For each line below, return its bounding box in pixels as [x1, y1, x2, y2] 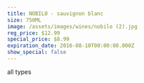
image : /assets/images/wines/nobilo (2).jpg [7, 23, 138, 30]
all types [7, 67, 32, 76]
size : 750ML [7, 17, 42, 24]
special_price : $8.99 [7, 36, 70, 43]
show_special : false [7, 49, 67, 56]
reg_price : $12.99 [7, 29, 60, 37]
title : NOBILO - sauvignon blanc [7, 10, 104, 17]
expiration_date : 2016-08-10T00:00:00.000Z [7, 42, 135, 49]
